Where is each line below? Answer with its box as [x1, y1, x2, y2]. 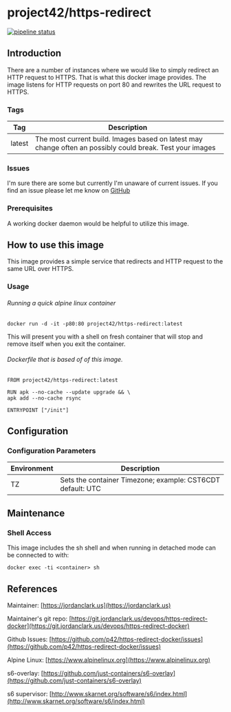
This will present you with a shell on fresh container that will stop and [7, 332, 203, 341]
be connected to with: [7, 551, 69, 559]
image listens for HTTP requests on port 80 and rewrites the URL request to [7, 80, 221, 89]
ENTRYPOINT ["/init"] [7, 407, 69, 413]
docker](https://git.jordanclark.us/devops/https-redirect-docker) [7, 621, 190, 630]
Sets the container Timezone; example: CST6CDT [60, 475, 221, 485]
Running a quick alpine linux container [7, 299, 116, 307]
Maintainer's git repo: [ [7, 614, 72, 623]
